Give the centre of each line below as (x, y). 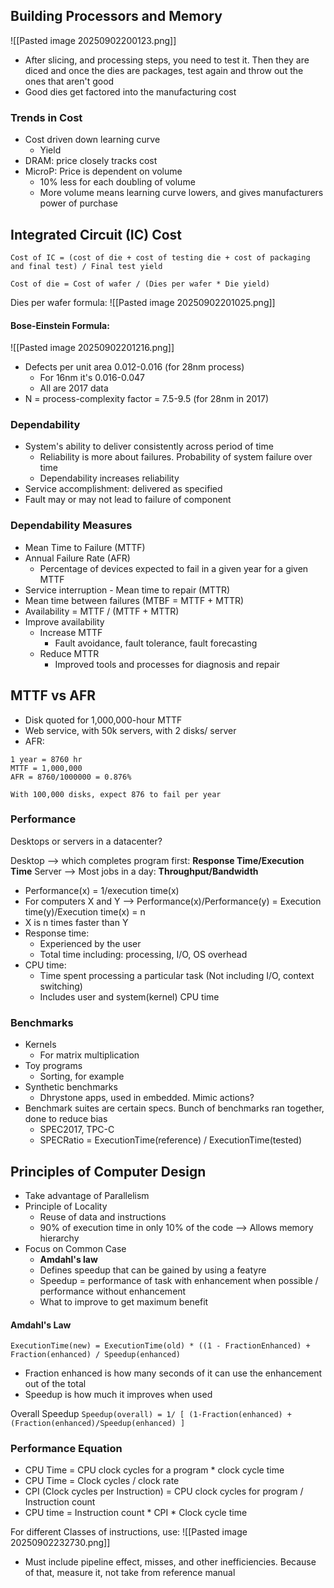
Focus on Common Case (75, 1248)
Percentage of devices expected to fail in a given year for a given (174, 568)
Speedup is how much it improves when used (118, 1395)
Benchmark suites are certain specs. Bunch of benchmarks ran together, (174, 1108)
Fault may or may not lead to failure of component (128, 500)
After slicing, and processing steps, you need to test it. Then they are (167, 60)
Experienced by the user (90, 943)
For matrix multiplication (89, 1055)
